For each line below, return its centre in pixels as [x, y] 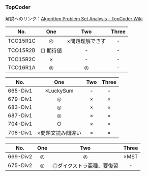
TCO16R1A [22, 68]
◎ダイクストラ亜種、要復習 [85, 166]
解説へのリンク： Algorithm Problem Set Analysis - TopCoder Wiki [74, 19]
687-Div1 [20, 115]
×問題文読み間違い [59, 133]
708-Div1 [20, 133]
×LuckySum [59, 91]
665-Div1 [20, 91]
